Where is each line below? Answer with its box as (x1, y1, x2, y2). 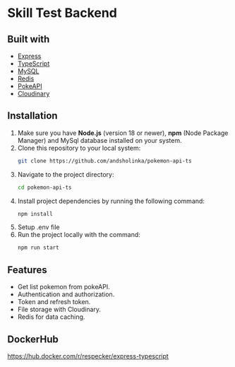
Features (7, 264, 47, 276)
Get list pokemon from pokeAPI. (17, 283, 111, 291)
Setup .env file (17, 223, 60, 231)
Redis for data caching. (17, 313, 85, 321)
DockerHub (7, 333, 59, 345)
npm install (17, 210, 53, 217)
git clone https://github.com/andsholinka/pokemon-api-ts (17, 157, 192, 164)
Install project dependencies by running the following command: (17, 197, 205, 205)
